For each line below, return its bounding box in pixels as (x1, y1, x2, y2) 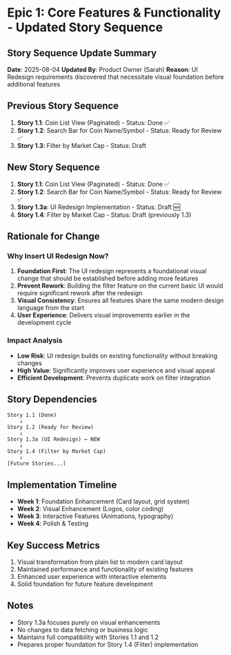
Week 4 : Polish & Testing (17, 519, 89, 528)
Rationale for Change (7, 230, 100, 243)
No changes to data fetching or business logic (17, 625, 148, 634)
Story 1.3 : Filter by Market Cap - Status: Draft (17, 141, 147, 149)
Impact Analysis (7, 335, 63, 345)
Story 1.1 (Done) (7, 412, 57, 419)
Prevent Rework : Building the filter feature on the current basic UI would (17, 282, 223, 290)
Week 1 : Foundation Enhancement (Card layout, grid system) (17, 497, 190, 506)
